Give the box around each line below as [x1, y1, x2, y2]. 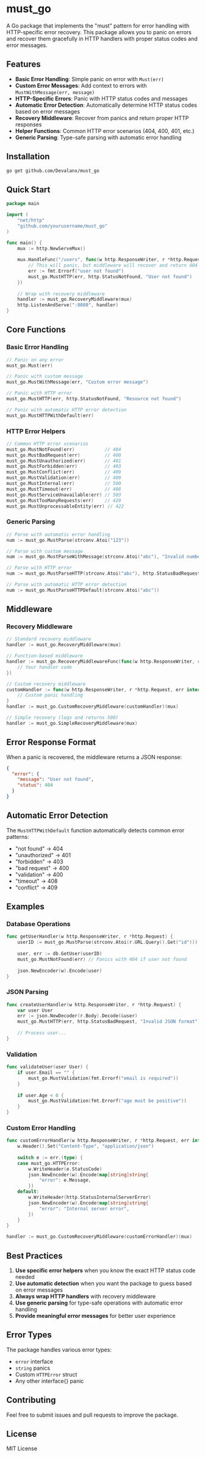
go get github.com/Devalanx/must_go [6, 167, 99, 174]
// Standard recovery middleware [6, 636, 92, 642]
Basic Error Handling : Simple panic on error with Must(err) [15, 75, 164, 82]
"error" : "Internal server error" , [38, 1206, 130, 1212]
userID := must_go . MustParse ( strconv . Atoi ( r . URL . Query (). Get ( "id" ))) [17, 939, 198, 946]
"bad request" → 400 [15, 864, 70, 871]
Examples [6, 902, 45, 912]
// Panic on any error [6, 356, 64, 363]
